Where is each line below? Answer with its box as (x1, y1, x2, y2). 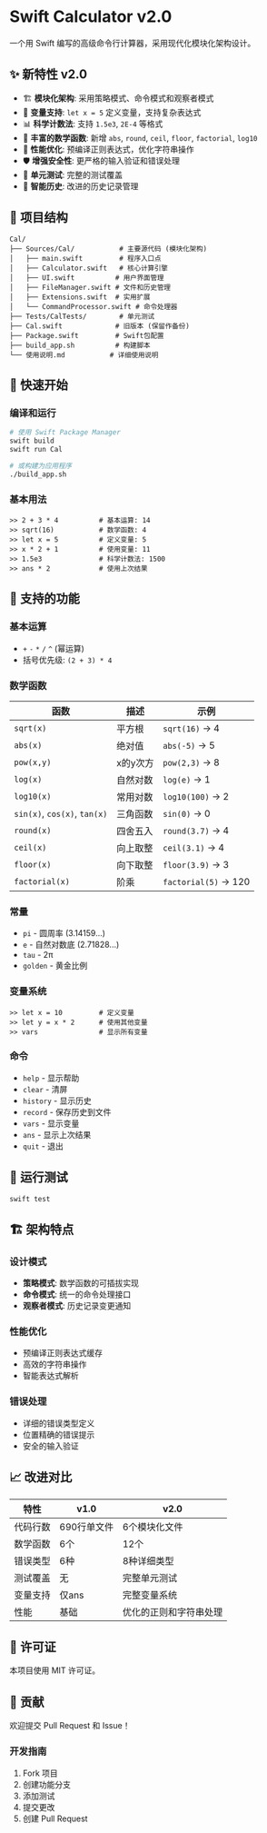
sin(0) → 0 (163, 807, 211, 820)
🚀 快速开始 (9, 377, 68, 393)
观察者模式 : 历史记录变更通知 (22, 1300, 132, 1311)
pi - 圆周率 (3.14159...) (22, 928, 106, 939)
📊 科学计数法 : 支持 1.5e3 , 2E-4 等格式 (22, 118, 163, 129)
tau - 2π (22, 950, 54, 961)
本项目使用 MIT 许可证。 (9, 1665, 101, 1676)
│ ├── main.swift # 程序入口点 (9, 254, 162, 263)
